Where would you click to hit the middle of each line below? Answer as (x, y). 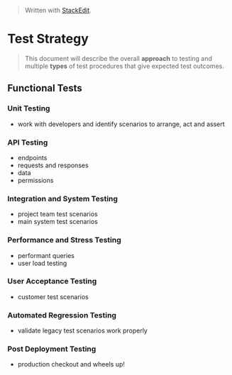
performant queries (46, 255)
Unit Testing (29, 108)
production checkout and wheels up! (71, 364)
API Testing (28, 142)
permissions (35, 180)
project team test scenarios (57, 214)
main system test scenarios (57, 222)
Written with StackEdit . (58, 10)
